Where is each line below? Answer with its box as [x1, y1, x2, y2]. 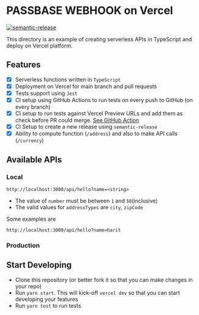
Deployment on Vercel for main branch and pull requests [15, 83, 157, 90]
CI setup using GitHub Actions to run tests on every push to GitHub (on [15, 96, 194, 103]
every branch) [15, 103, 51, 110]
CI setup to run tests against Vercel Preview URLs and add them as [15, 110, 183, 117]
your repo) [15, 282, 42, 289]
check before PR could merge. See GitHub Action [15, 117, 139, 124]
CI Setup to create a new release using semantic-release [15, 123, 158, 131]
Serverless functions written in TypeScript [15, 75, 121, 83]
